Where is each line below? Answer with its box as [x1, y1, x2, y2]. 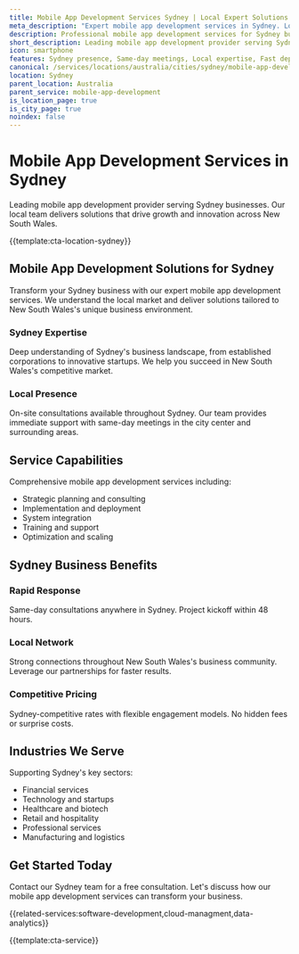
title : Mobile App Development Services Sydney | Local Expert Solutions [9, 12, 289, 22]
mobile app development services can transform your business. [9, 891, 243, 901]
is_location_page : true [9, 95, 98, 105]
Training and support [21, 522, 100, 533]
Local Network [9, 636, 74, 648]
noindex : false [9, 112, 66, 121]
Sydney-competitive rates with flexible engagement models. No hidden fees [9, 708, 287, 719]
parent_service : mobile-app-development [9, 87, 162, 96]
